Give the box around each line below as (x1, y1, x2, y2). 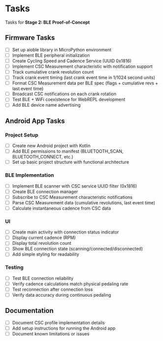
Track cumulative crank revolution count (12, 69, 94, 75)
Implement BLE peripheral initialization (12, 52, 90, 58)
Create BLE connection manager (12, 189, 79, 194)
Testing (5, 264, 24, 271)
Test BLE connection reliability (12, 275, 74, 281)
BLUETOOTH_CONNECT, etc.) (12, 154, 74, 160)
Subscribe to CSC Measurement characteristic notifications (12, 194, 133, 200)
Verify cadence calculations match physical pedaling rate (12, 281, 129, 287)
